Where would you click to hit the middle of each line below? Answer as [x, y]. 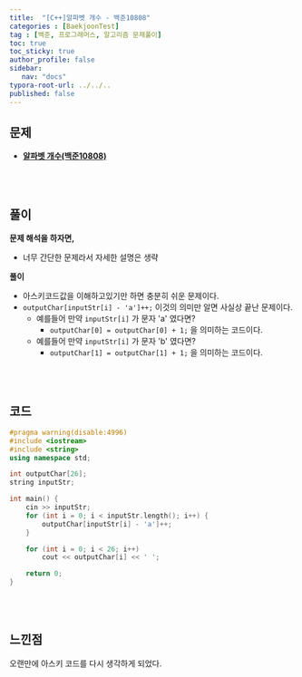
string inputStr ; [42, 483]
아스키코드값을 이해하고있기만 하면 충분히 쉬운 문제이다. [121, 296]
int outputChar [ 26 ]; [49, 474]
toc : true [28, 43]
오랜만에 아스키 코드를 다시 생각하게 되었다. [86, 663]
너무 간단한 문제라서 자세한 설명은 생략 [90, 257]
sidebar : [26, 69]
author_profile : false [52, 60]
